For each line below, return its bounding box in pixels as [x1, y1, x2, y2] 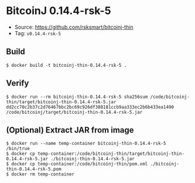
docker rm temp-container [11, 171, 75, 177]
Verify [6, 78, 29, 89]
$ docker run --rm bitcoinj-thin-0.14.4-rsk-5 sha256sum [6, 94, 148, 100]
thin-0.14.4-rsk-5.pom [6, 166, 61, 172]
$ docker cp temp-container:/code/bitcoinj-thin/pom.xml [6, 161, 148, 167]
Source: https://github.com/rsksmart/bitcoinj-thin [14, 23, 134, 30]
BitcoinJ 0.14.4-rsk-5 [6, 4, 111, 18]
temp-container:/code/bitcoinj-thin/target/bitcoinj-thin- [37, 151, 184, 157]
